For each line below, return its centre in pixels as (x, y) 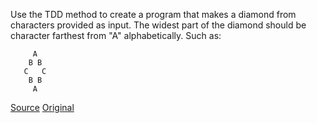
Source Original (42, 107)
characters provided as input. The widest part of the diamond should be (158, 25)
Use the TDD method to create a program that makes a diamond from (153, 14)
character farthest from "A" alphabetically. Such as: (116, 35)
